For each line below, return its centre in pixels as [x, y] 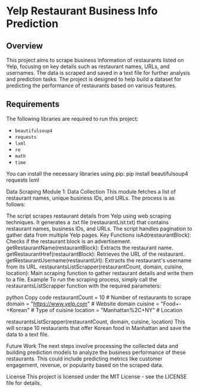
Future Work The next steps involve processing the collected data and [92, 346]
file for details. [24, 383]
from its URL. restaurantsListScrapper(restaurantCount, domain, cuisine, [95, 267]
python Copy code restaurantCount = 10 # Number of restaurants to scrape [99, 297]
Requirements [33, 104]
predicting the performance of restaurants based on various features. [91, 85]
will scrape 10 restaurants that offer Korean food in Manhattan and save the [99, 328]
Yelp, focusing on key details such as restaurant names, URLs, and [88, 66]
